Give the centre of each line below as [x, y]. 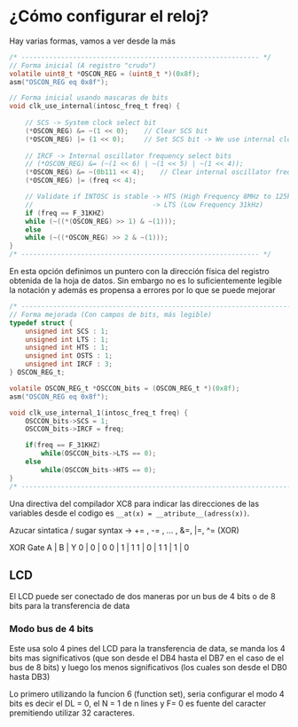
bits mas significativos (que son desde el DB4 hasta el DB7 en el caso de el [146, 658]
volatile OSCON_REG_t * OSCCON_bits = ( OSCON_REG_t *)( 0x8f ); [125, 388]
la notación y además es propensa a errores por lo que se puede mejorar [142, 290]
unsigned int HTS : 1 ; [67, 348]
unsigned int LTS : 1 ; [67, 339]
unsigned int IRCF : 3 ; [69, 364]
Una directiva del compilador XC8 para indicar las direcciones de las [134, 503]
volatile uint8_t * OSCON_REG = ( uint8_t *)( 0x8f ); [105, 74]
